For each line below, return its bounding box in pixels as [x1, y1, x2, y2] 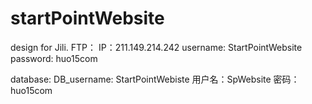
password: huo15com [10, 52, 98, 64]
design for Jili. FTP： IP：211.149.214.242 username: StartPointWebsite [10, 41, 303, 53]
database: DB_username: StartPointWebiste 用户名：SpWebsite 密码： [10, 73, 300, 85]
